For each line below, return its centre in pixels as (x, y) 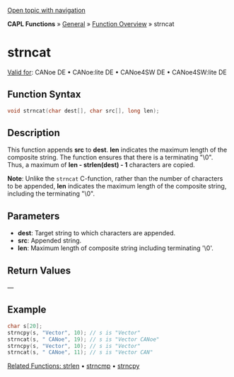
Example (27, 310)
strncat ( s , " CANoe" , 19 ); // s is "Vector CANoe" (83, 339)
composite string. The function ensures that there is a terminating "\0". (110, 157)
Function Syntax (44, 95)
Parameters (34, 216)
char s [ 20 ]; (25, 326)
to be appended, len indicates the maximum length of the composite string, (117, 186)
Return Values (39, 270)
